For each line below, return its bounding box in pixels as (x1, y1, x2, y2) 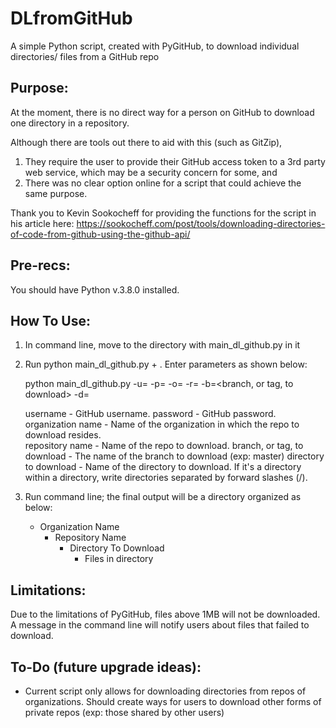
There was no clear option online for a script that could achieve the (24, 177, 302, 189)
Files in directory (84, 553, 154, 565)
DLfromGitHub (10, 7, 133, 30)
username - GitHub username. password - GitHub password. (24, 408, 277, 420)
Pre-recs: (10, 257, 71, 274)
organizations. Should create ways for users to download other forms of (24, 696, 322, 707)
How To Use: (10, 312, 91, 329)
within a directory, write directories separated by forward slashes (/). (24, 472, 308, 484)
